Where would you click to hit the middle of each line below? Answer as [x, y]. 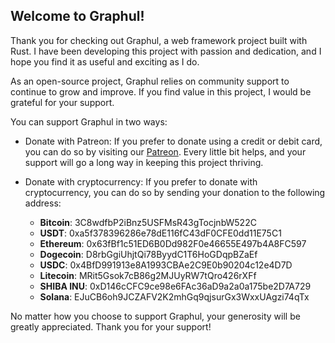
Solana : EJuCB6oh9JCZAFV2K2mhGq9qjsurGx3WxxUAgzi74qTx [174, 296]
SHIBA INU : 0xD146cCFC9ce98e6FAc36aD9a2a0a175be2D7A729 [175, 286]
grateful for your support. [62, 102]
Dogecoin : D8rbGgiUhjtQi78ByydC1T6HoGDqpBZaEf [148, 254]
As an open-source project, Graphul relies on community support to [150, 81]
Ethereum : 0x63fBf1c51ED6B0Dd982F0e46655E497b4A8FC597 [173, 243]
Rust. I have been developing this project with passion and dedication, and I [166, 51]
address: [43, 203]
